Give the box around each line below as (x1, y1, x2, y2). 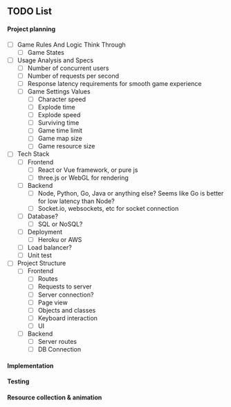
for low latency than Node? (37, 197, 115, 205)
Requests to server (37, 282, 92, 291)
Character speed (37, 95, 86, 103)
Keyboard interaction (37, 313, 98, 322)
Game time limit (37, 126, 83, 135)
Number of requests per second (27, 71, 120, 80)
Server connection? (37, 291, 94, 299)
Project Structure (17, 259, 66, 268)
